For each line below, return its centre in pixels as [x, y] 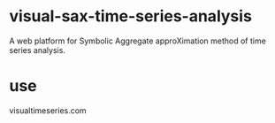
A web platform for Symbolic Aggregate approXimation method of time [138, 41]
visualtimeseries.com [48, 110]
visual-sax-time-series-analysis [130, 16]
